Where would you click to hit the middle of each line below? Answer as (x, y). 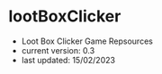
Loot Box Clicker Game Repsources (87, 41)
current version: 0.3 (58, 50)
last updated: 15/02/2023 (68, 60)
